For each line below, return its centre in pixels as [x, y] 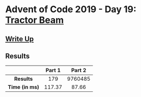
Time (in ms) [24, 87]
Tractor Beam [35, 20]
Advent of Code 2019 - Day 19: [71, 9]
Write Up [20, 39]
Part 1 [53, 71]
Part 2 [79, 71]
